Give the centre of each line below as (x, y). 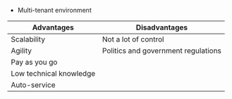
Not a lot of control (133, 39)
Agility (22, 51)
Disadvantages (162, 27)
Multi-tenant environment (54, 10)
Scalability (28, 39)
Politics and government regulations (162, 51)
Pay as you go (34, 62)
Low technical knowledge (53, 73)
